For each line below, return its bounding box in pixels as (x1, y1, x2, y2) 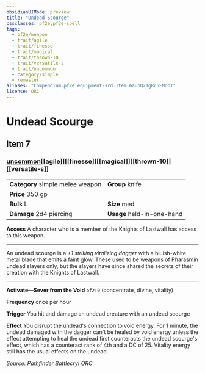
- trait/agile (12, 37, 48, 43)
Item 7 (6, 139, 31, 150)
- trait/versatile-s (12, 60, 64, 66)
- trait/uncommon (12, 65, 56, 72)
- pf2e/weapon (12, 32, 48, 38)
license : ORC (6, 89, 40, 95)
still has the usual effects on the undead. (6, 347, 109, 355)
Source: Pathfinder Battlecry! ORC (6, 360, 93, 367)
